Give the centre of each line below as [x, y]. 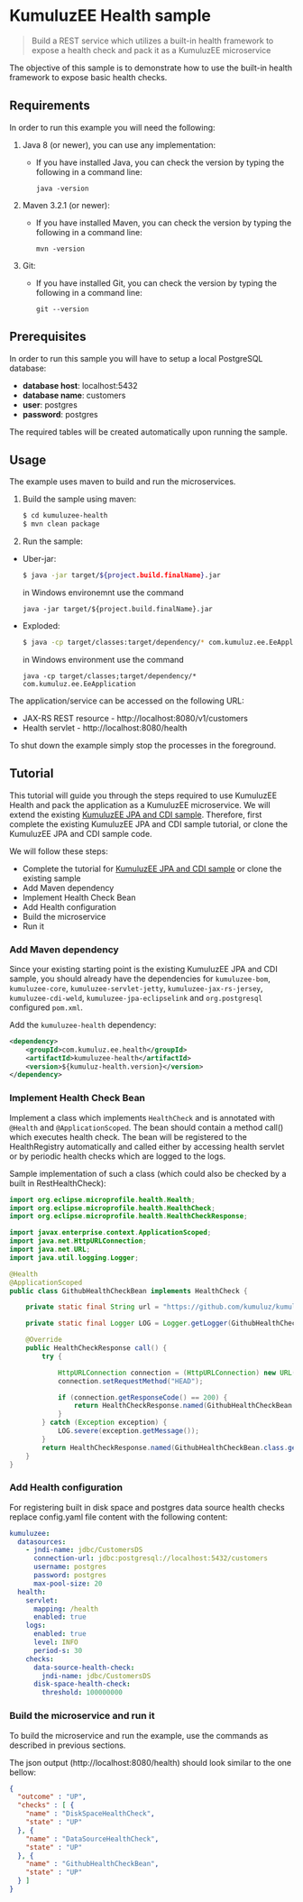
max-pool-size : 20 [68, 1584]
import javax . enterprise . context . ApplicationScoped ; [110, 1233]
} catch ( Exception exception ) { [105, 1423]
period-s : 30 [58, 1650]
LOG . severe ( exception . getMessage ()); [129, 1431]
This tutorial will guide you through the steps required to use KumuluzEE [143, 795]
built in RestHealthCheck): [58, 1183]
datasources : [42, 1542]
